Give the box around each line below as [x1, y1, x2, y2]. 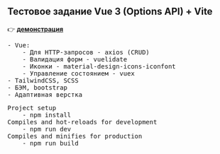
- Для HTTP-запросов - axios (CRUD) [22, 48, 150, 56]
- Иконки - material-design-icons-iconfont [22, 62, 176, 70]
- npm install [22, 111, 72, 119]
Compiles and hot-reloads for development [7, 118, 158, 126]
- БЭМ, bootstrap [7, 83, 67, 91]
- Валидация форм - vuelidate [22, 55, 128, 63]
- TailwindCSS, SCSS [7, 76, 79, 84]
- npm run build [22, 139, 79, 147]
